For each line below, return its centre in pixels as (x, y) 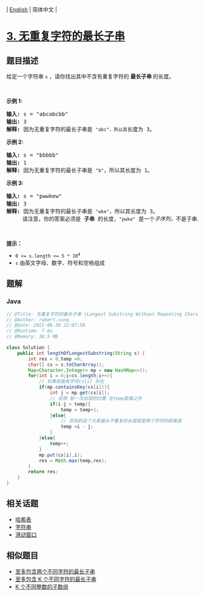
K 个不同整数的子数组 (42, 586)
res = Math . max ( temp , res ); (73, 461)
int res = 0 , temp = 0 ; (56, 359)
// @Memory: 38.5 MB (32, 337)
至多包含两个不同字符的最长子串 (55, 571)
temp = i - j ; (77, 427)
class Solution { (28, 348)
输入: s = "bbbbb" (32, 155)
